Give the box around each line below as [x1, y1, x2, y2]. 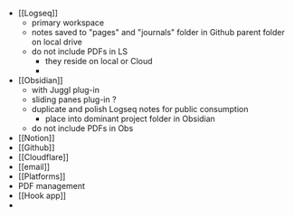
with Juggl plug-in [31, 85, 100, 95]
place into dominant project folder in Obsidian [44, 113, 215, 124]
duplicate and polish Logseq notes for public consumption [31, 104, 249, 114]
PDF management [17, 181, 86, 191]
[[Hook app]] [17, 190, 66, 201]
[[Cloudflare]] [17, 152, 70, 162]
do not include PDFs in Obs [31, 123, 134, 134]
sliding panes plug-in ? [31, 94, 117, 105]
